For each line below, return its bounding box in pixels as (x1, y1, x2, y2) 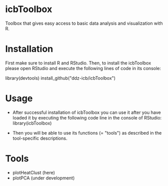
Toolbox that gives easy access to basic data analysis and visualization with (5, 20, 163, 26)
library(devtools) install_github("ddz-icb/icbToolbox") (5, 75, 116, 81)
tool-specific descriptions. (12, 135, 68, 141)
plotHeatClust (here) (12, 169, 55, 175)
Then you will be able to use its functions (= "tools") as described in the (12, 130, 162, 136)
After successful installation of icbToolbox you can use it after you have (12, 109, 161, 115)
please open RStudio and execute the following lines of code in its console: (5, 65, 161, 71)
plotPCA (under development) (12, 175, 75, 181)
